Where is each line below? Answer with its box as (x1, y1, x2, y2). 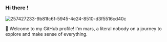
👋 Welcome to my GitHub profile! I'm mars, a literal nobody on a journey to (5, 26, 162, 32)
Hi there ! (5, 4, 29, 11)
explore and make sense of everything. (5, 31, 88, 37)
